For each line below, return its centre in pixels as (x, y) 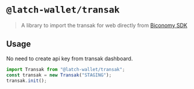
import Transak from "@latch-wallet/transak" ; (66, 69)
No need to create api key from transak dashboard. (70, 59)
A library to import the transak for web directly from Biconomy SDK (104, 25)
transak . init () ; (27, 81)
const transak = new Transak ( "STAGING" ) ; (59, 75)
